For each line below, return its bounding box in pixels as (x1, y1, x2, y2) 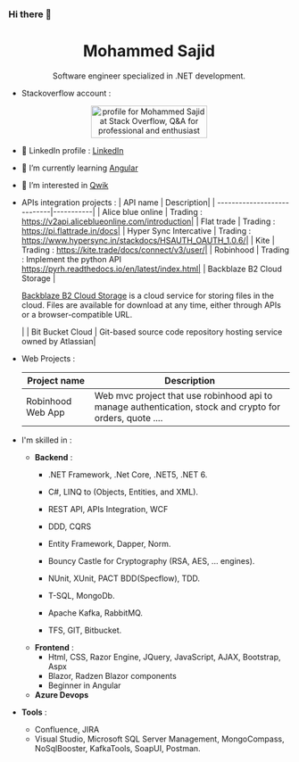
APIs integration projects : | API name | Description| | (21, 196, 216, 208)
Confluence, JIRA (34, 724, 100, 734)
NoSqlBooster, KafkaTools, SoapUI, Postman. (34, 742, 202, 753)
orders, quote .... (94, 411, 163, 424)
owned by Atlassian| (21, 335, 96, 346)
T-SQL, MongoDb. (47, 590, 115, 600)
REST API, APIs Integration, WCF (47, 503, 169, 514)
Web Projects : (21, 352, 76, 364)
